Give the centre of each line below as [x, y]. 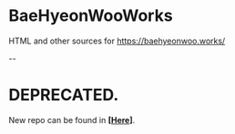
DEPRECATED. [64, 95]
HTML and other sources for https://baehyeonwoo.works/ [117, 41]
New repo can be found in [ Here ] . [72, 120]
